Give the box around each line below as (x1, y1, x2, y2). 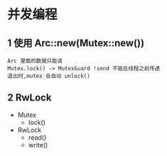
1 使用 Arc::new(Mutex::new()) (7, 37, 144, 49)
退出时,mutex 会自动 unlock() (7, 72, 90, 79)
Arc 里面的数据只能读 (7, 57, 63, 65)
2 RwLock (7, 91, 52, 104)
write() (28, 140, 48, 149)
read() (28, 133, 47, 142)
